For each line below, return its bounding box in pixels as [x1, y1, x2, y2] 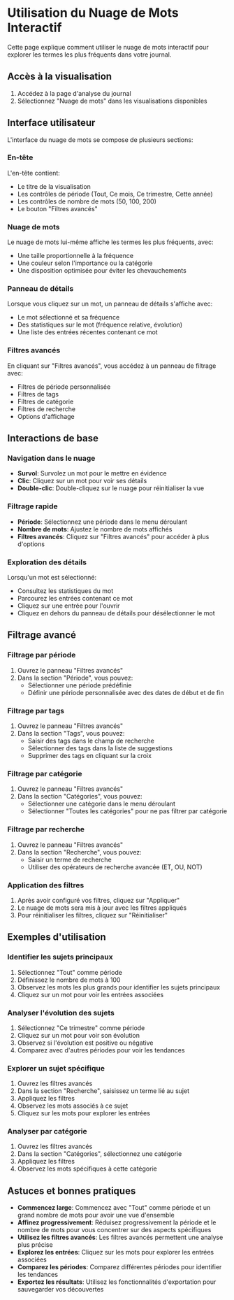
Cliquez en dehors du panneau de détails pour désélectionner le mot [17, 609, 215, 617]
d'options [17, 540, 45, 548]
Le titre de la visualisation [17, 182, 91, 190]
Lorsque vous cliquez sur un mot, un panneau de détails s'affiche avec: [7, 299, 213, 308]
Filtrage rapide [7, 501, 58, 511]
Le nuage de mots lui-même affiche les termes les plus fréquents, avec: [7, 238, 214, 246]
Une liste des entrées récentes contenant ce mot [17, 328, 159, 336]
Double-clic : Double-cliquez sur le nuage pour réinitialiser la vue [17, 484, 205, 492]
